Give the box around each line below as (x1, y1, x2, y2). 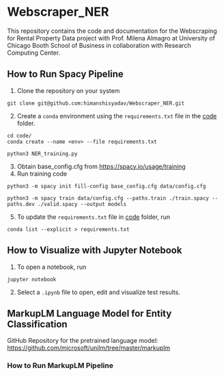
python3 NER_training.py (7, 150, 78, 157)
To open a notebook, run (16, 263, 87, 271)
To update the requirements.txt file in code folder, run (16, 213, 171, 221)
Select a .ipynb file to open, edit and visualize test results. (16, 288, 181, 296)
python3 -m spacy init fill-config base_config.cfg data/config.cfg (7, 183, 206, 190)
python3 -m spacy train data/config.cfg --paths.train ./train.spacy (7, 194, 210, 202)
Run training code (16, 169, 67, 178)
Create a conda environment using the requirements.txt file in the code (16, 112, 217, 120)
